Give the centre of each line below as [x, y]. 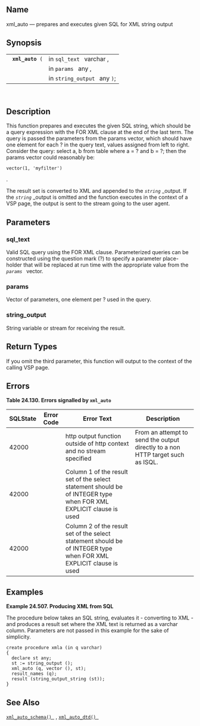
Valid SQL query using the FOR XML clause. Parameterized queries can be [97, 252]
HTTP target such [160, 455]
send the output [157, 440]
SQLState [23, 419]
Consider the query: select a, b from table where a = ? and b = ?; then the [96, 151]
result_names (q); [35, 674]
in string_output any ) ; [82, 78]
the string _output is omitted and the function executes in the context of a [97, 197]
